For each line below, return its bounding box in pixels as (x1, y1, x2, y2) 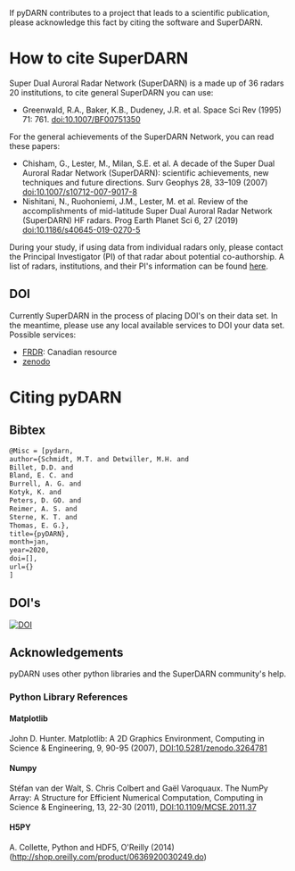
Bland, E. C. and (9, 471, 74, 480)
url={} (9, 562, 34, 571)
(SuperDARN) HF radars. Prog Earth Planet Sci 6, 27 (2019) (21, 214, 239, 226)
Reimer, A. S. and (9, 504, 78, 513)
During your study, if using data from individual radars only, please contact (9, 241, 283, 253)
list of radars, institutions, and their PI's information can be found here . (9, 261, 269, 271)
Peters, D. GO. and (9, 496, 82, 505)
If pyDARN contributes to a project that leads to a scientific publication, (9, 8, 270, 18)
